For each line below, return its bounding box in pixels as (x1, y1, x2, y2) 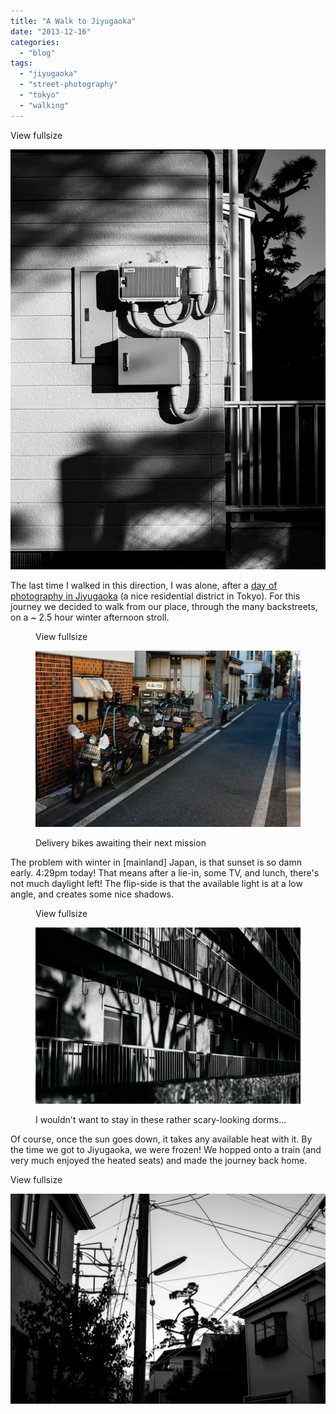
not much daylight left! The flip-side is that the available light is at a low (10, 878, 303, 890)
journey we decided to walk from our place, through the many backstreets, (10, 600, 318, 612)
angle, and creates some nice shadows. (10, 888, 175, 900)
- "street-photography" (19, 80, 118, 90)
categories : (10, 37, 60, 47)
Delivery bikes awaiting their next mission (35, 837, 207, 849)
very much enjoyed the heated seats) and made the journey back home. (10, 1155, 308, 1167)
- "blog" (19, 48, 56, 58)
